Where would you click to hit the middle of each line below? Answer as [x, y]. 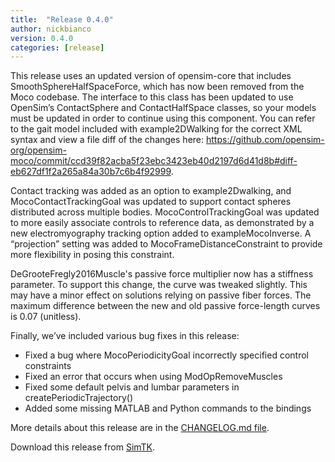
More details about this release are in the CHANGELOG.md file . [140, 428]
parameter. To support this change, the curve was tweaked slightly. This [159, 285]
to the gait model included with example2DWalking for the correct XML [156, 129]
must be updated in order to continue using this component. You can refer [163, 118]
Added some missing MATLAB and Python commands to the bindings [168, 408]
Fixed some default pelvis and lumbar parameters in [132, 387]
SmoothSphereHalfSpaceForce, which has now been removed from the [157, 87]
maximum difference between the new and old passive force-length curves [165, 306]
